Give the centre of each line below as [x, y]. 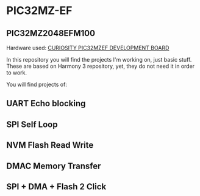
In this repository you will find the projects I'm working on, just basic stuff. [99, 60]
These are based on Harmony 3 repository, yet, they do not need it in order [101, 66]
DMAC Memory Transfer [54, 166]
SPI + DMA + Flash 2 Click [56, 187]
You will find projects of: [37, 84]
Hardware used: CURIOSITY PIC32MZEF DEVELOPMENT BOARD [88, 48]
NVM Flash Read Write [50, 145]
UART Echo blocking [46, 103]
